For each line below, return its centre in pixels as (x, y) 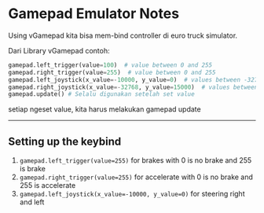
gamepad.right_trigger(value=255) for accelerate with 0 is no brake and (136, 177)
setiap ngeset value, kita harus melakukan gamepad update (105, 109)
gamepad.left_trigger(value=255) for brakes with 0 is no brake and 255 (136, 160)
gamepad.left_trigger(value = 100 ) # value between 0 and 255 (110, 65)
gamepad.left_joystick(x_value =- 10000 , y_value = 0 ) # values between (125, 79)
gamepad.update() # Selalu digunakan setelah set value (101, 94)
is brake (32, 169)
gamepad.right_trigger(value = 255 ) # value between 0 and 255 (112, 72)
